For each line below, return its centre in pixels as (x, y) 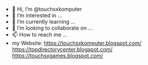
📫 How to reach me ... (39, 35)
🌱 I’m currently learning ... (44, 22)
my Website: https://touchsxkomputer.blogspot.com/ (77, 43)
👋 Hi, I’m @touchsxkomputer (47, 9)
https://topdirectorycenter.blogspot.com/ (62, 49)
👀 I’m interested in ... (37, 15)
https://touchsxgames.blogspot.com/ (57, 56)
